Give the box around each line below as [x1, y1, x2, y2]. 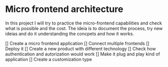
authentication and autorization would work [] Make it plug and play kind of [5, 51, 160, 57]
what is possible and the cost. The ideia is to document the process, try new [5, 25, 163, 31]
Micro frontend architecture [5, 3, 124, 15]
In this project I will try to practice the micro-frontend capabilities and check [5, 20, 162, 26]
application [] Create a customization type [5, 56, 92, 62]
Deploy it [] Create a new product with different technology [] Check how [5, 45, 156, 51]
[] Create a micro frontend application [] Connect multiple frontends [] [5, 40, 149, 46]
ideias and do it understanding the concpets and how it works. [5, 30, 134, 36]
